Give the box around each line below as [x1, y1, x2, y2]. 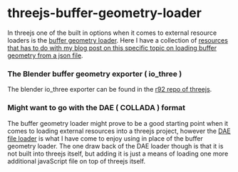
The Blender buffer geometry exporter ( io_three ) [7, 69, 182, 79]
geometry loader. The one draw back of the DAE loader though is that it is [7, 141, 224, 150]
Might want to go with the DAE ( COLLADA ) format [7, 103, 185, 113]
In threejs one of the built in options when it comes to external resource [7, 28, 217, 37]
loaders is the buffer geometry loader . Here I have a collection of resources [7, 36, 228, 44]
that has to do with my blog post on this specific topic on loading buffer [7, 43, 217, 52]
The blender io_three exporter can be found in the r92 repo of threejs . [7, 85, 212, 94]
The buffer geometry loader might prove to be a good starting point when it [7, 119, 229, 127]
